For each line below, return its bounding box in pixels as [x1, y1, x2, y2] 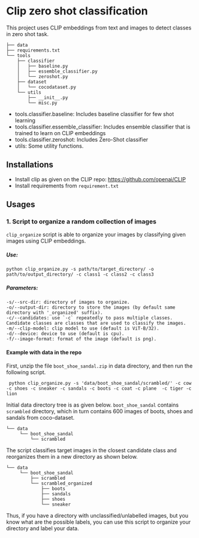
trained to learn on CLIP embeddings [14, 129, 106, 136]
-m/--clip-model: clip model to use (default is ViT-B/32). [6, 325, 160, 331]
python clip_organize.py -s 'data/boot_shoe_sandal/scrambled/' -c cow [8, 380, 192, 386]
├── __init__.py [28, 94, 68, 100]
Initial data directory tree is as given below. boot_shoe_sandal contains [6, 401, 179, 408]
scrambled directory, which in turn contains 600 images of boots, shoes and [6, 407, 193, 415]
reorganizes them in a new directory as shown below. [6, 453, 138, 460]
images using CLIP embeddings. [6, 237, 86, 244]
